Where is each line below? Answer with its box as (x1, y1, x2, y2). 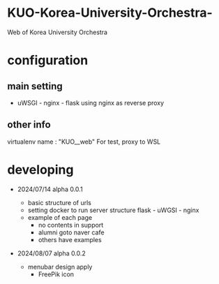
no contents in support (38, 221, 104, 229)
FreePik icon (38, 270, 75, 278)
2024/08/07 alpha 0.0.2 (17, 249, 86, 257)
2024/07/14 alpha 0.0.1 (17, 185, 83, 193)
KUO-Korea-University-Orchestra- (7, 5, 213, 21)
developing (7, 162, 74, 177)
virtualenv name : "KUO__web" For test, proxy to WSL (7, 137, 161, 146)
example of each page (27, 213, 93, 221)
